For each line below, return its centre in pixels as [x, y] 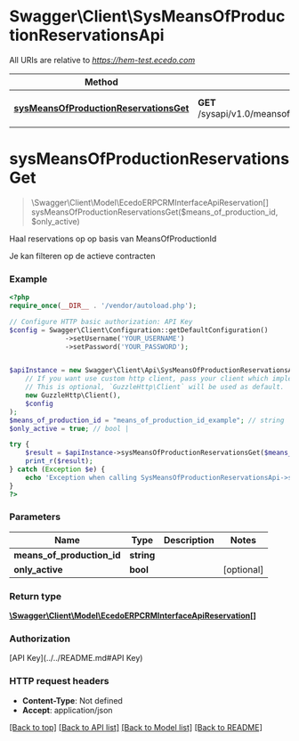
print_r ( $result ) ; [59, 461]
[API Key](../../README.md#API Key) [76, 658]
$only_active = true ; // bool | [69, 428]
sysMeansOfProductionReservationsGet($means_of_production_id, [154, 212]
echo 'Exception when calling [81, 477]
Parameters [35, 517]
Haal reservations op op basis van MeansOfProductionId [113, 239]
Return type [36, 596]
